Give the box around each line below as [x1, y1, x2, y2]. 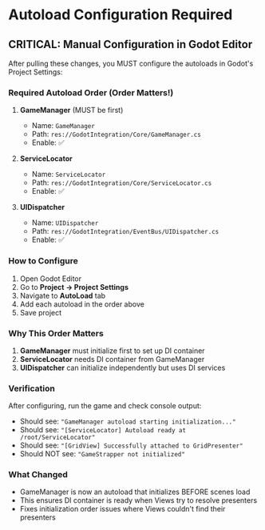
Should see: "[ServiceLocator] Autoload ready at [19, 425, 186, 435]
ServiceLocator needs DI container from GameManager [19, 354, 205, 363]
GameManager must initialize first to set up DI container [19, 346, 205, 355]
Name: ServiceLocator [31, 170, 106, 179]
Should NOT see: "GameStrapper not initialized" [19, 449, 185, 459]
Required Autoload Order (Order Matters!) [8, 86, 174, 98]
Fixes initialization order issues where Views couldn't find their [19, 504, 226, 514]
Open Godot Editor [19, 274, 82, 283]
